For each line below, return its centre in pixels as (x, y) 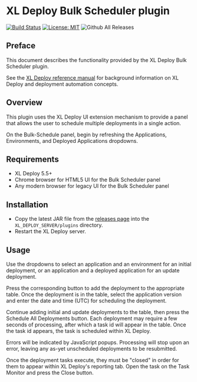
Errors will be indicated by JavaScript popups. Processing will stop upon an (98, 342)
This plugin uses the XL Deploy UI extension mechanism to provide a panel (97, 117)
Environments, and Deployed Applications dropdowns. (72, 141)
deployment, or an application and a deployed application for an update (93, 270)
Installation (27, 205)
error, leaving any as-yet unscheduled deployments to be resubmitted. (92, 349)
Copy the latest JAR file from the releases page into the (82, 219)
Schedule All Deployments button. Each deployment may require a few (92, 318)
